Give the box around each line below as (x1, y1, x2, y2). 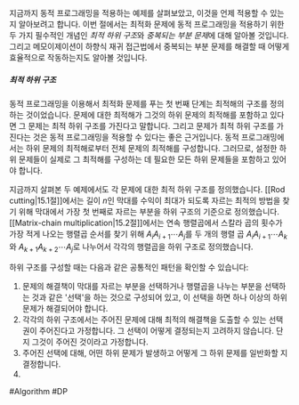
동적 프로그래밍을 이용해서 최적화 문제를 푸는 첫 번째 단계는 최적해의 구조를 (9, 98, 269, 109)
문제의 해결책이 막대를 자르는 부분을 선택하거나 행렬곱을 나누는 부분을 (21, 280, 263, 291)
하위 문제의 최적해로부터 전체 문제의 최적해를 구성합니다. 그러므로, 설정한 (25, 142, 278, 153)
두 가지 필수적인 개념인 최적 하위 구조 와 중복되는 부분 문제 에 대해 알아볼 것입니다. (9, 30, 289, 40)
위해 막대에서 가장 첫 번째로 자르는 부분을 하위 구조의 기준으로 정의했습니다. (18, 206, 280, 216)
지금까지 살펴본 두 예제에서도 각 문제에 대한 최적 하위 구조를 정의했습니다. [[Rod (9, 183, 286, 194)
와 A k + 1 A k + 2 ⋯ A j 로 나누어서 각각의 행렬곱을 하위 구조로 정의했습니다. (9, 241, 254, 254)
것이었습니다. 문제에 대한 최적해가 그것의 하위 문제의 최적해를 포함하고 (25, 109, 269, 120)
